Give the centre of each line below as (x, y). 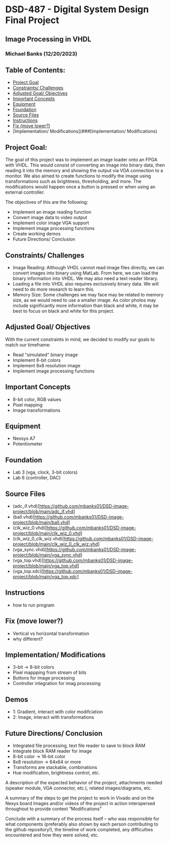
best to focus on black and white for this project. (63, 311)
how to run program (34, 605)
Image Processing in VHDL (48, 39)
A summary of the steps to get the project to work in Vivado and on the (80, 798)
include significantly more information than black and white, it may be (86, 306)
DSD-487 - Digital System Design (77, 9)
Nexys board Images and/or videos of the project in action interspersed (80, 804)
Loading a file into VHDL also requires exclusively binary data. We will (86, 284)
